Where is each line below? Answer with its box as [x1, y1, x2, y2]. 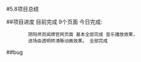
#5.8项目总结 [6, 5, 40, 12]
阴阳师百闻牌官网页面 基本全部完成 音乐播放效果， [28, 32, 138, 38]
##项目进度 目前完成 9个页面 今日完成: [6, 18, 103, 26]
